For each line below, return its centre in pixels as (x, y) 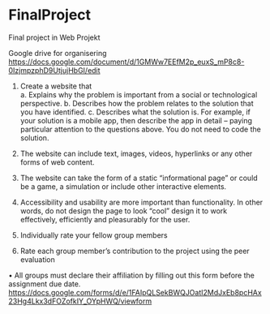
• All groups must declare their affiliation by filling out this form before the (132, 275)
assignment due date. (45, 284)
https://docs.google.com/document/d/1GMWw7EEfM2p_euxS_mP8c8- (126, 62)
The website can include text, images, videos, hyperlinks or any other (136, 153)
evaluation (37, 259)
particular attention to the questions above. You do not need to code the (140, 129)
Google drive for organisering (58, 53)
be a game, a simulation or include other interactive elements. (123, 186)
